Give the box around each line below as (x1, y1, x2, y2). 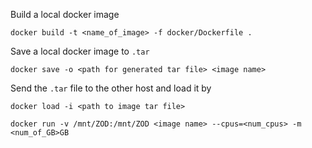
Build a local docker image (10, 9, 120, 20)
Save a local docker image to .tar (10, 45, 150, 57)
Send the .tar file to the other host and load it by (10, 82, 212, 94)
